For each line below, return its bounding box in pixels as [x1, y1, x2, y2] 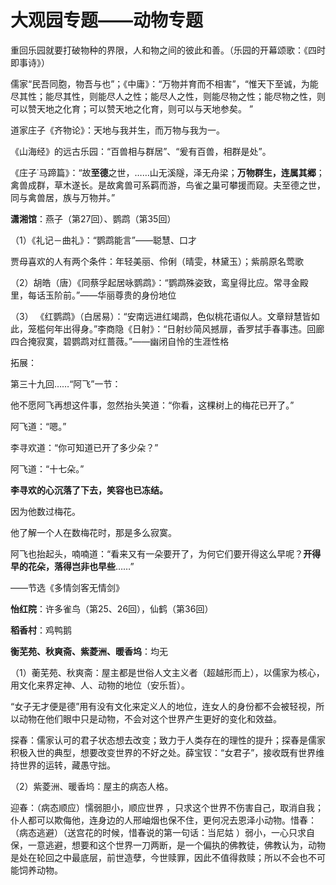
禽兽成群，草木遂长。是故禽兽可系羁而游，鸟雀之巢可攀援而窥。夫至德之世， [10, 179, 326, 191]
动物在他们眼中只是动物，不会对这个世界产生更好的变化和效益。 [18, 712, 282, 725]
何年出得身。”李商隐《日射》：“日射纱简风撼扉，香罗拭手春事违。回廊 [44, 322, 325, 335]
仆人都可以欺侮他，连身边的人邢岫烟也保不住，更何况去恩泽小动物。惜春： [10, 814, 317, 826]
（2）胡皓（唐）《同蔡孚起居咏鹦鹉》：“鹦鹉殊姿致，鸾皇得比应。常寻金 [10, 276, 300, 288]
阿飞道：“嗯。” [10, 420, 67, 432]
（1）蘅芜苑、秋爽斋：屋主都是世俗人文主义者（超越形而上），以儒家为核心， [10, 666, 325, 678]
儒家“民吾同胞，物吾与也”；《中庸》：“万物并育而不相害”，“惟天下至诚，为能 [10, 77, 319, 90]
